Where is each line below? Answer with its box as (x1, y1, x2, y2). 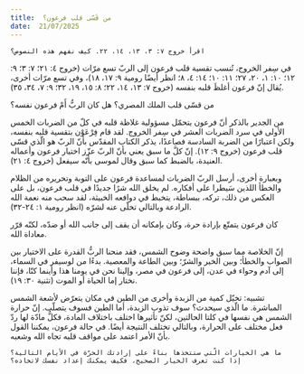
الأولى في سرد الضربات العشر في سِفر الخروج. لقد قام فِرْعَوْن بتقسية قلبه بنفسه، (10, 126, 285, 136)
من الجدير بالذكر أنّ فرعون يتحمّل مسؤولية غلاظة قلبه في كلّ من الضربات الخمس (10, 117, 284, 127)
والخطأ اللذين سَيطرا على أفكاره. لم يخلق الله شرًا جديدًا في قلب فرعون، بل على (10, 182, 281, 192)
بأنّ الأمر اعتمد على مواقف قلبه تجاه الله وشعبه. (10, 331, 171, 341)
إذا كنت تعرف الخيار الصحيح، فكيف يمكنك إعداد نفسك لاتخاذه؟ (10, 356, 242, 365)
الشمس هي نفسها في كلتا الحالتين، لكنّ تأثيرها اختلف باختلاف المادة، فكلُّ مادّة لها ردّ (10, 311, 292, 322)
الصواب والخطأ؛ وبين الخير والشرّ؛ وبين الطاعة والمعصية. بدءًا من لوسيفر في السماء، (10, 255, 292, 266)
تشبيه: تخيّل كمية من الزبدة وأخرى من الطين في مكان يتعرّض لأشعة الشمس (10, 292, 265, 303)
